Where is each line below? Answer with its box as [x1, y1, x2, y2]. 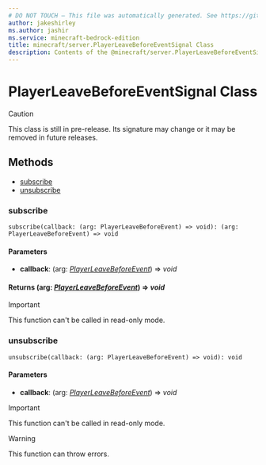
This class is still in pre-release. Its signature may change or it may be [8, 124, 236, 133]
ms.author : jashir [8, 26, 69, 34]
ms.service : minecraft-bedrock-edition [8, 33, 140, 42]
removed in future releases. [8, 133, 98, 142]
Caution [8, 109, 34, 118]
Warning [8, 433, 36, 443]
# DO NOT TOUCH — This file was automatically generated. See [8, 11, 218, 20]
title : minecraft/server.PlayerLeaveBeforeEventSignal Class [8, 41, 215, 49]
